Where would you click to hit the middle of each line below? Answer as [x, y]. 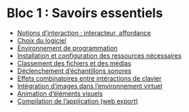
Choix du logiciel [42, 40]
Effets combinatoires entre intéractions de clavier [89, 78]
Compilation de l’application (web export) [77, 101]
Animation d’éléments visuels [60, 93]
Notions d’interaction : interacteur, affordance [84, 33]
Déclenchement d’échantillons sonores [74, 71]
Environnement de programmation [67, 48]
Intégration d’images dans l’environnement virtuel [90, 86]
